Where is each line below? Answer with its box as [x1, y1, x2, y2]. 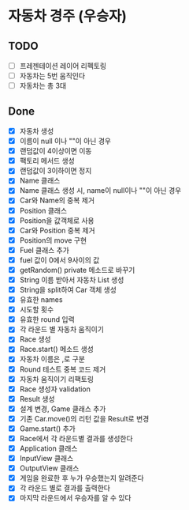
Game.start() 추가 [19, 424, 76, 433]
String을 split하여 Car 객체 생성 [19, 285, 117, 294]
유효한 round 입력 [19, 315, 75, 324]
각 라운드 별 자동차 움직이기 [19, 325, 105, 334]
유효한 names [19, 295, 63, 304]
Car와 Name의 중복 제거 [19, 195, 95, 206]
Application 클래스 [19, 444, 78, 453]
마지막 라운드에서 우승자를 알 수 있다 [19, 493, 132, 503]
